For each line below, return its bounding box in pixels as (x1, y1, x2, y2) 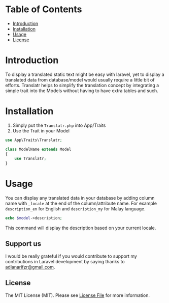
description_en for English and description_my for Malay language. (5, 206, 146, 212)
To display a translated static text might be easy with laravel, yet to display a (5, 71, 164, 77)
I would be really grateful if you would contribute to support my (5, 253, 137, 259)
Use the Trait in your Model (12, 127, 70, 133)
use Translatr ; (14, 156, 47, 161)
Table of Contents (5, 4, 82, 15)
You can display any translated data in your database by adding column (5, 195, 155, 201)
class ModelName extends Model (5, 147, 72, 152)
